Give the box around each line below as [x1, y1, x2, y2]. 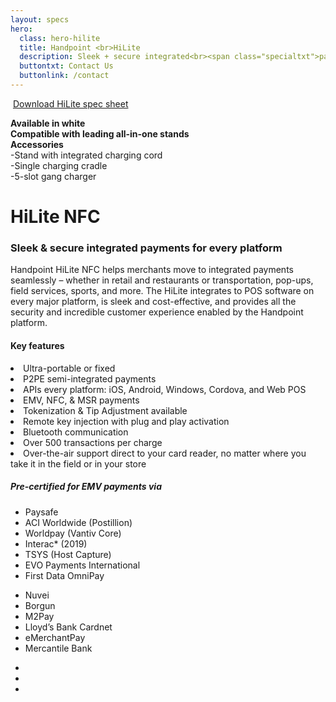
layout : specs [10, 14, 70, 25]
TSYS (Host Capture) [24, 548, 112, 560]
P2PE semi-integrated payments [23, 372, 157, 385]
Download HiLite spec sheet [12, 97, 129, 110]
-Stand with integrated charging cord [10, 149, 163, 161]
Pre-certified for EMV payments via [10, 481, 162, 493]
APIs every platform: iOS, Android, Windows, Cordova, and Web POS [23, 383, 307, 395]
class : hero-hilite [19, 33, 101, 43]
